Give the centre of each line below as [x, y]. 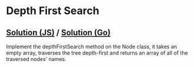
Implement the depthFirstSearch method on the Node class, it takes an [92, 46]
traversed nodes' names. [36, 59]
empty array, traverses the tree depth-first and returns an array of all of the [97, 53]
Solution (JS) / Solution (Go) [58, 33]
